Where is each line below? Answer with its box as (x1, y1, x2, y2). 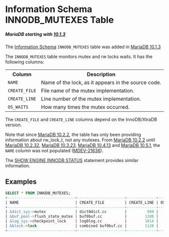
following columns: (5, 59, 44, 65)
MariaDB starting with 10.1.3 (5, 31, 66, 37)
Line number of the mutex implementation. (41, 96, 141, 103)
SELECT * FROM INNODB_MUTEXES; (5, 190, 71, 196)
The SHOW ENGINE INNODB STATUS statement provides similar (5, 157, 139, 164)
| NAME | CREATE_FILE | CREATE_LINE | (5, 200, 158, 205)
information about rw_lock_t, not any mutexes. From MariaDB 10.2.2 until (5, 137, 155, 143)
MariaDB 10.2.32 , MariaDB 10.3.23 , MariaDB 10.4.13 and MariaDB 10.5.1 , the (5, 142, 160, 148)
